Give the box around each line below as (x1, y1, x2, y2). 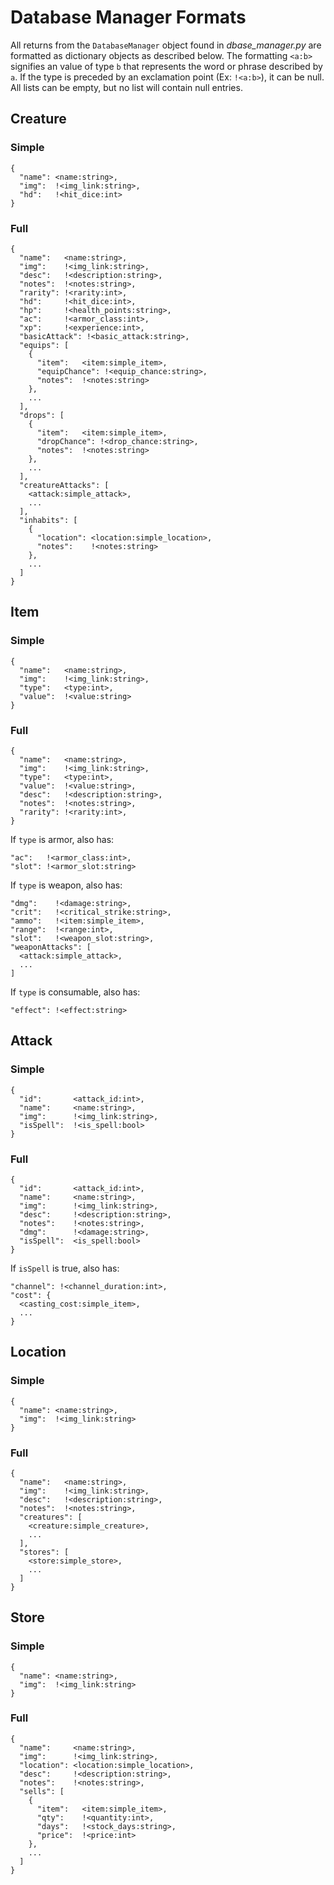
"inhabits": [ (19, 515, 78, 525)
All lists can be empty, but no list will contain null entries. (10, 81, 243, 93)
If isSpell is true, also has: (10, 1262, 120, 1274)
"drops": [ (19, 410, 65, 420)
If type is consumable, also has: (10, 986, 141, 998)
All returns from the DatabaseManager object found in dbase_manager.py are (10, 39, 322, 51)
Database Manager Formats (10, 6, 247, 29)
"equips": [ (19, 340, 70, 350)
